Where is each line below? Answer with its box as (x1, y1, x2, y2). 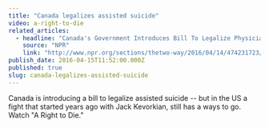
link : (22, 49, 42, 57)
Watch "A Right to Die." (8, 110, 84, 120)
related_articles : (8, 26, 70, 34)
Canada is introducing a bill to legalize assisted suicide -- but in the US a (8, 93, 248, 102)
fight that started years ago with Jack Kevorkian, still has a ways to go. (8, 102, 242, 111)
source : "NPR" (22, 42, 70, 50)
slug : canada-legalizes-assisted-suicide (8, 71, 149, 79)
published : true (8, 64, 62, 72)
